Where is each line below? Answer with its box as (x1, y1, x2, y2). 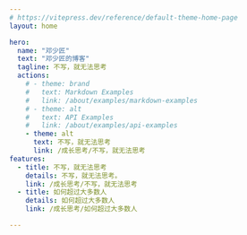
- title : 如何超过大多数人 (17, 187, 107, 197)
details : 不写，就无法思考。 (25, 171, 123, 180)
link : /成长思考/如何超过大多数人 (25, 205, 138, 213)
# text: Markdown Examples (25, 87, 134, 97)
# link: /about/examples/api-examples (25, 121, 178, 130)
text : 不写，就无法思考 (32, 138, 112, 147)
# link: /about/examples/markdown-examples (25, 96, 199, 105)
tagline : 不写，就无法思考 (17, 63, 107, 72)
